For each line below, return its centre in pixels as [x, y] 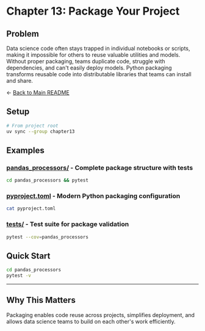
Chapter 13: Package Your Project [93, 11]
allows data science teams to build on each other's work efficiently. [91, 321]
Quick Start [28, 256]
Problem [23, 34]
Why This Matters [41, 300]
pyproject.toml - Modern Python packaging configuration [93, 196]
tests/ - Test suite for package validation [68, 224]
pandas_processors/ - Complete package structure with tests [100, 168]
